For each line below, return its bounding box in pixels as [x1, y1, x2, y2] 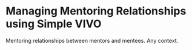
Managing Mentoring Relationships [5, 4, 187, 18]
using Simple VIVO [5, 17, 102, 31]
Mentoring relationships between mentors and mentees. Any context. [5, 37, 179, 44]
